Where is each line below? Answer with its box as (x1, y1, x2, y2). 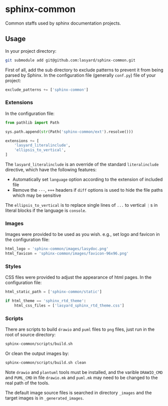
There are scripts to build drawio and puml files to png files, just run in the (5, 326, 155, 332)
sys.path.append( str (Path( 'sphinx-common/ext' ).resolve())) (5, 129, 134, 134)
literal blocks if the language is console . (5, 207, 87, 214)
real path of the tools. (5, 380, 50, 386)
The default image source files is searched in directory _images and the (5, 390, 152, 396)
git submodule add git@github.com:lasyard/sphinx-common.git (5, 58, 136, 63)
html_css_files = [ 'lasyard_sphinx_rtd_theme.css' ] (14, 303, 124, 308)
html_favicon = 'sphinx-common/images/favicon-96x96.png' (5, 251, 129, 256)
